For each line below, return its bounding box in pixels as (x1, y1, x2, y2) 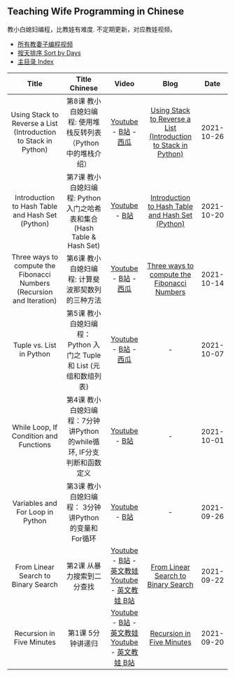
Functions (18, 439, 51, 449)
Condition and (11, 431, 58, 441)
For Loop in (16, 507, 54, 516)
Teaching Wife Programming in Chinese (7, 6, 185, 17)
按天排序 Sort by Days (17, 48, 82, 57)
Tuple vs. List (13, 340, 57, 350)
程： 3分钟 (66, 502, 101, 512)
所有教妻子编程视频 (17, 40, 73, 48)
